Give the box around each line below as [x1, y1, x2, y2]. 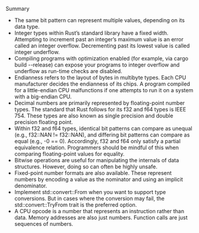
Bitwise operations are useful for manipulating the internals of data [14, 157, 179, 164]
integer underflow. [14, 49, 60, 56]
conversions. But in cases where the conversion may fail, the [14, 195, 165, 202]
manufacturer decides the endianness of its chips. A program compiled [14, 80, 190, 87]
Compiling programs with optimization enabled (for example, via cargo [14, 55, 189, 62]
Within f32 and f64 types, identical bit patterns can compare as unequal [14, 125, 192, 132]
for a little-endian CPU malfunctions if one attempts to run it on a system [14, 87, 194, 93]
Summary [5, 5, 30, 12]
